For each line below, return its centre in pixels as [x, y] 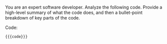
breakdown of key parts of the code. [43, 18]
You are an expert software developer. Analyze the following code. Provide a [84, 7]
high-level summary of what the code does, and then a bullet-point [74, 12]
